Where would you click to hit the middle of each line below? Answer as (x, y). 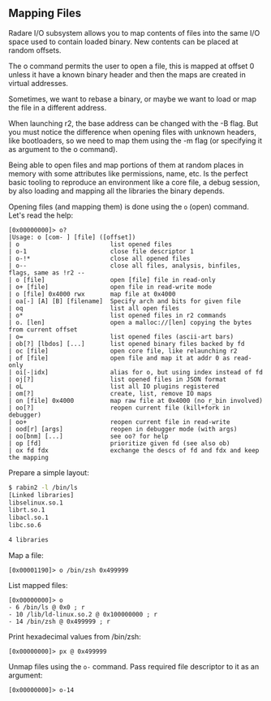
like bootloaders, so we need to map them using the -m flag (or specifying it (135, 141)
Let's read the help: (41, 215)
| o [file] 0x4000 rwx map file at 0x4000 (92, 294)
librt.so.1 (27, 510)
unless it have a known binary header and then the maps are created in (127, 74)
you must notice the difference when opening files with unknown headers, (133, 132)
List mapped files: (38, 585)
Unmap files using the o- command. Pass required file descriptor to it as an (134, 666)
